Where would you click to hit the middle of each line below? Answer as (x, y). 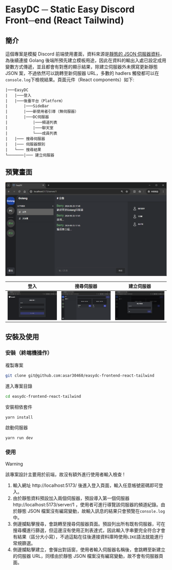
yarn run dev (19, 438)
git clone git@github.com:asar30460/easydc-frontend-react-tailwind (80, 375)
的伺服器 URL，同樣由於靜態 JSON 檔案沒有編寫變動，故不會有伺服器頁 (88, 556)
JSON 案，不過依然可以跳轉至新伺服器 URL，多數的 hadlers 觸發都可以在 (82, 73)
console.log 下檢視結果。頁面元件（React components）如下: (70, 80)
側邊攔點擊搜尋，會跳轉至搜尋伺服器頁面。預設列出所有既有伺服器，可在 (89, 524)
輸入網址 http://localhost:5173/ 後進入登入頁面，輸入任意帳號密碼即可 (86, 485)
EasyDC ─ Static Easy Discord (70, 10)
